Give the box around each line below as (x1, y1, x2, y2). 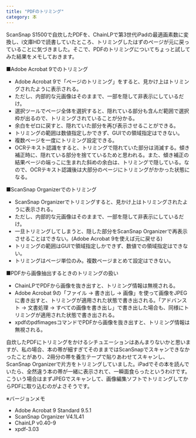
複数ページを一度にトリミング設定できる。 (14, 136, 118, 144)
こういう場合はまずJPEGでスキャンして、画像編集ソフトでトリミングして (6, 375, 184, 382)
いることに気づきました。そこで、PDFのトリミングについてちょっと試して (11, 45, 191, 53)
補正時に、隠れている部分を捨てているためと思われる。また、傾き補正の (14, 151, 190, 159)
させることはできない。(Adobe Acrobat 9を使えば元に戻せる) (14, 235, 163, 242)
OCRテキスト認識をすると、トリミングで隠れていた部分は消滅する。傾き (14, 144, 190, 151)
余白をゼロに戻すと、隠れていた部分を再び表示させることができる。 (14, 122, 179, 129)
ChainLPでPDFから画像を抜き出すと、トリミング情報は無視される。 (14, 282, 179, 289)
